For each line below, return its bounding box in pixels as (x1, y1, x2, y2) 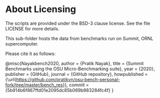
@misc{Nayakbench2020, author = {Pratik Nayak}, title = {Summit (5, 60, 144, 66)
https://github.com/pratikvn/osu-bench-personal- (16, 76, 120, 82)
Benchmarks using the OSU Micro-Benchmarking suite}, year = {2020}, (5, 66, 155, 72)
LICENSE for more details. (5, 25, 59, 31)
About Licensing (5, 4, 76, 15)
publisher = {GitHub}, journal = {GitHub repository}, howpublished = (5, 71, 148, 77)
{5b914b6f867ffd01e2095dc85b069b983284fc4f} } (5, 87, 114, 93)
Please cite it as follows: (5, 51, 56, 57)
